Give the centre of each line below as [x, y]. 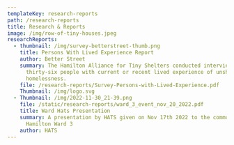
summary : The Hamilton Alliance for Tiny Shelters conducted [110, 66]
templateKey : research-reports [53, 14]
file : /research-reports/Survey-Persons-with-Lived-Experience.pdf [119, 85]
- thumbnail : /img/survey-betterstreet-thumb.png [87, 46]
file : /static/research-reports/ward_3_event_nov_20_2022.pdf [112, 105]
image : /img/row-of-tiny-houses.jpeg [62, 33]
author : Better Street [53, 59]
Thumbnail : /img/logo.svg [57, 91]
